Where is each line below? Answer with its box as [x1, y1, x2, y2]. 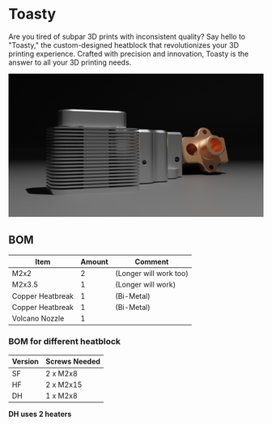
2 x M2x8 [45, 368, 79, 378]
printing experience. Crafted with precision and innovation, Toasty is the [8, 49, 249, 58]
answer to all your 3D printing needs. [8, 57, 132, 67]
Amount [80, 257, 108, 266]
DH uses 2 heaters [8, 409, 72, 419]
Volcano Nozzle [11, 313, 65, 323]
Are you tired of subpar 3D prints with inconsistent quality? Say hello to [8, 32, 245, 41]
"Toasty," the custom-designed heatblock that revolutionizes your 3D [8, 40, 239, 49]
